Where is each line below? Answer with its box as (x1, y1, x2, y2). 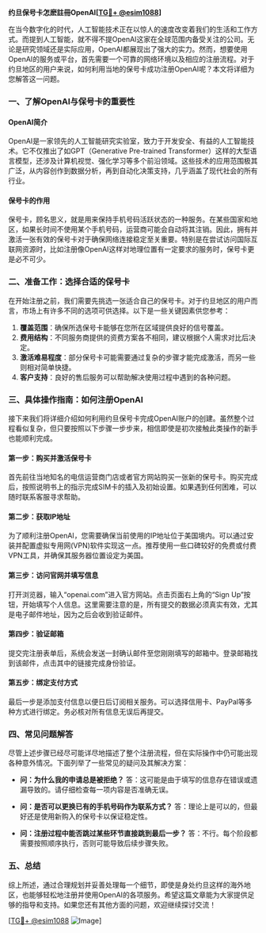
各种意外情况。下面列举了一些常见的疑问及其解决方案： (8, 758, 188, 768)
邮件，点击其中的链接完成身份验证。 (21, 658, 140, 668)
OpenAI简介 (8, 117, 48, 126)
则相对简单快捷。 (19, 362, 76, 372)
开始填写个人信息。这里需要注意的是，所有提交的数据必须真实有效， (21, 600, 244, 609)
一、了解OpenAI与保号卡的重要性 (8, 95, 135, 106)
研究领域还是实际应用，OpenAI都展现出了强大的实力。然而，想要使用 (21, 44, 248, 54)
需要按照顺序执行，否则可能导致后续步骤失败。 (19, 839, 173, 848)
